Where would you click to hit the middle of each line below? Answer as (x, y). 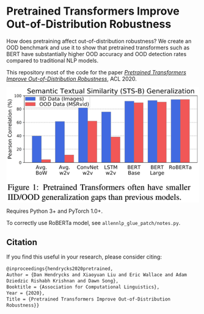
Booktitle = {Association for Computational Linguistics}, (83, 287)
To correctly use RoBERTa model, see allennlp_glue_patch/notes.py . (93, 223)
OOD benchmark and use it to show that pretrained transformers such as (98, 48)
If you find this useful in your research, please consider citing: (84, 257)
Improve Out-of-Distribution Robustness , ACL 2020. (72, 79)
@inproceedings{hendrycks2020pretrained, (60, 269)
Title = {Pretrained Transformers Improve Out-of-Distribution (89, 299)
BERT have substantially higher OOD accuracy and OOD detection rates (97, 54)
